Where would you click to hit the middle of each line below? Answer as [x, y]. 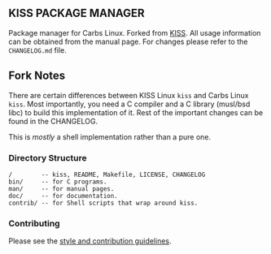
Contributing [34, 223]
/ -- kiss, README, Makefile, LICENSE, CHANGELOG [107, 174]
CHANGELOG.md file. [38, 50]
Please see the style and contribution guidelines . [90, 241]
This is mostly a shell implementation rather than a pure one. [110, 136]
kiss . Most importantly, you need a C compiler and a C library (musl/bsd [129, 104]
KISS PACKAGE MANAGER [76, 13]
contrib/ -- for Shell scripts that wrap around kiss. [103, 203]
